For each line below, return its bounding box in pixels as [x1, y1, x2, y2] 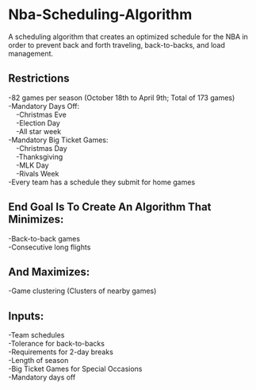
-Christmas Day [15, 143, 67, 153]
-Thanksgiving [15, 152, 63, 161]
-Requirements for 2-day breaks [8, 347, 113, 357]
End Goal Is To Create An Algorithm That [8, 200, 212, 214]
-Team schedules [8, 330, 65, 340]
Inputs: [8, 309, 44, 322]
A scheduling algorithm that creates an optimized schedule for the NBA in [8, 32, 248, 41]
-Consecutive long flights [8, 242, 91, 252]
